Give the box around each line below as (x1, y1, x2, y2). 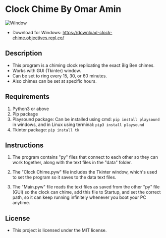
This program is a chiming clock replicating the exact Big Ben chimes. (12, 62, 155, 68)
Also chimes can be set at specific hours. (12, 78, 97, 84)
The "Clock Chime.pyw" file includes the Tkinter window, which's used (12, 169, 157, 175)
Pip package (12, 111, 38, 117)
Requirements (5, 93, 50, 101)
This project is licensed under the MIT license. (12, 227, 107, 234)
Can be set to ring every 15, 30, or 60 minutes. (12, 73, 108, 79)
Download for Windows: (12, 29, 62, 35)
